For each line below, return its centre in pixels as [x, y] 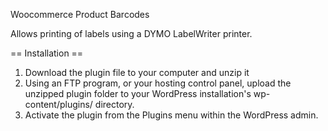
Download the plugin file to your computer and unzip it [137, 72]
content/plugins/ [58, 104]
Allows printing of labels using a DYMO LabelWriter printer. [131, 33]
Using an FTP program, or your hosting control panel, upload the [158, 83]
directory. [114, 104]
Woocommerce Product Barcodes [80, 14]
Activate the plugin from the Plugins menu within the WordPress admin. [171, 115]
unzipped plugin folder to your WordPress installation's [138, 93]
